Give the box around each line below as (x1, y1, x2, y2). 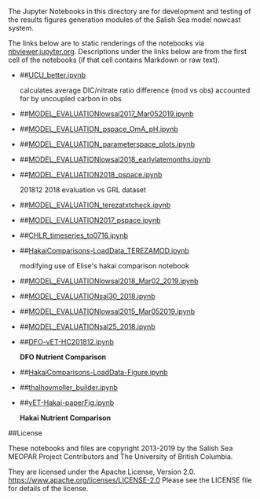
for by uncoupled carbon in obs (19, 94, 122, 103)
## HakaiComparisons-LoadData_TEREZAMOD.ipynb (19, 246, 190, 255)
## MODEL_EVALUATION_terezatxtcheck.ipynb (19, 200, 171, 209)
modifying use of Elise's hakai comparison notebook (19, 261, 190, 270)
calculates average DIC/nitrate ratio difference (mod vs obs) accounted (19, 86, 251, 95)
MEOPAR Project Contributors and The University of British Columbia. (8, 452, 233, 461)
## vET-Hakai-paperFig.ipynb (19, 398, 115, 407)
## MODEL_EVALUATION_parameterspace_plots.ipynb (19, 140, 195, 148)
